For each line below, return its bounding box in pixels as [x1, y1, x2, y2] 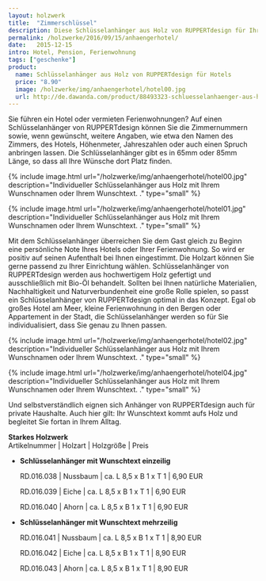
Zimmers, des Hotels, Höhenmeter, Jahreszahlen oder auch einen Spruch [8, 140, 248, 149]
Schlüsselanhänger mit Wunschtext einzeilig [19, 457, 171, 466]
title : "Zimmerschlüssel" [8, 19, 97, 27]
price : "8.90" [15, 78, 62, 86]
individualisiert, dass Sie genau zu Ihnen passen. [8, 320, 168, 330]
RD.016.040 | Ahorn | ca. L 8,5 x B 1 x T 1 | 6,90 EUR [19, 503, 188, 512]
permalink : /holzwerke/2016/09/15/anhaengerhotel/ [8, 33, 179, 42]
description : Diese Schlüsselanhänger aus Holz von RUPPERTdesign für [8, 26, 246, 34]
